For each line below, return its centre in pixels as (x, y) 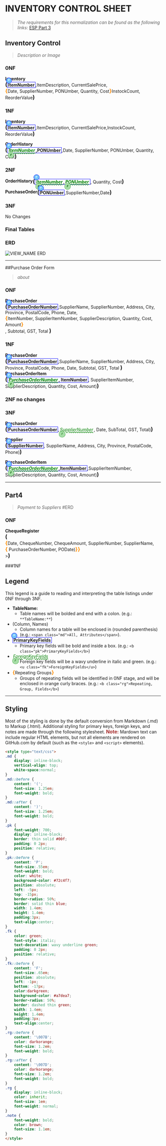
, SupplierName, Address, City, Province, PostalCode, (98, 445)
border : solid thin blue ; (41, 904)
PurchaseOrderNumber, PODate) (42, 549)
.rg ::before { (20, 1033)
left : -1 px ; (26, 982)
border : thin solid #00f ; (41, 839)
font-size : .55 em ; (32, 867)
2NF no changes (25, 399)
